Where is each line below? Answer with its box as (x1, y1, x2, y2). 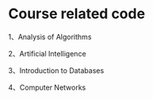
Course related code (8, 5, 145, 23)
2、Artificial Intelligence (8, 48, 86, 58)
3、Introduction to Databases (8, 65, 105, 75)
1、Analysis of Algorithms (8, 32, 92, 41)
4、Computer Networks (8, 83, 86, 92)
